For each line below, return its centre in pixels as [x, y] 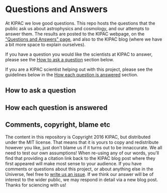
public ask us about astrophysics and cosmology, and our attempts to [77, 28]
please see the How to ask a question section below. [60, 59]
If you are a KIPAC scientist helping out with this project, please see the [79, 69]
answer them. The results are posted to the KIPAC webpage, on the [75, 34]
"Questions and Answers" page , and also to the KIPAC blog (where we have [84, 39]
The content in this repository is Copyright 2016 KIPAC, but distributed [78, 137]
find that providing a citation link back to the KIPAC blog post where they [80, 158]
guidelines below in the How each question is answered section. [72, 74]
